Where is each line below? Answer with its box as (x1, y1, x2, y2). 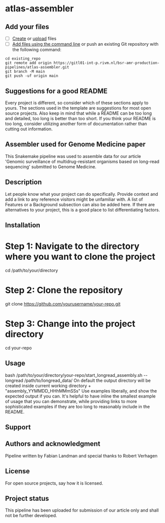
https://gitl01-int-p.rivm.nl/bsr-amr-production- (53, 61, 160, 65)
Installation (5, 221, 40, 229)
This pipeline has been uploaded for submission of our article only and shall (5, 507, 159, 513)
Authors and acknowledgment (5, 440, 100, 448)
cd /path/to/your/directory (5, 267, 58, 273)
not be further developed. (5, 513, 58, 519)
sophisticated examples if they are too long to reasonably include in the (5, 403, 150, 409)
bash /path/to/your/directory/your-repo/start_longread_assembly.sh (5, 372, 143, 378)
